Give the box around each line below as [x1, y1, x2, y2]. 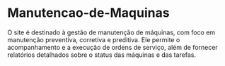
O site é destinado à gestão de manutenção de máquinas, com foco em [7, 28, 216, 37]
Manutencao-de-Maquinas [7, 5, 170, 21]
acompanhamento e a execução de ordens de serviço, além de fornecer [7, 43, 218, 51]
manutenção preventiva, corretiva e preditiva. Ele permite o [7, 35, 180, 44]
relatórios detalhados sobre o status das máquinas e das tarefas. [7, 51, 197, 59]
